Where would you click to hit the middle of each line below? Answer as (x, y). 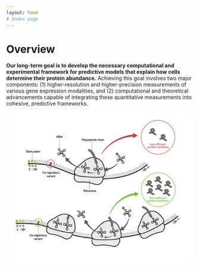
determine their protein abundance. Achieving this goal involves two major (99, 78)
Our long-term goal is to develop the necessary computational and (90, 66)
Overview (31, 49)
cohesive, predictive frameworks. (47, 104)
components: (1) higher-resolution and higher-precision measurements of (96, 85)
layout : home (22, 13)
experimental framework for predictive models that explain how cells (93, 72)
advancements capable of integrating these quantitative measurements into (99, 97)
